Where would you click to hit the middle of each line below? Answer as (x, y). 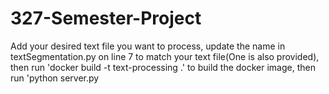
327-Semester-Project (106, 18)
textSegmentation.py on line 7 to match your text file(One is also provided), (165, 56)
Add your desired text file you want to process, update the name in (148, 46)
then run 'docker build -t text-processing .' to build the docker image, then (163, 67)
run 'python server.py (55, 78)
